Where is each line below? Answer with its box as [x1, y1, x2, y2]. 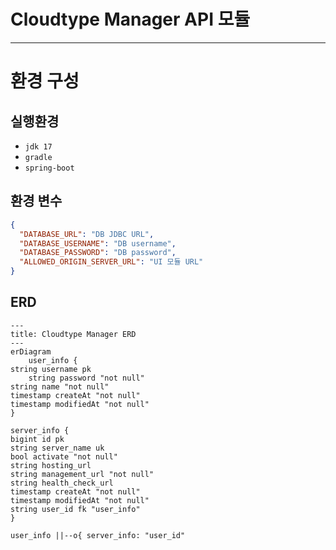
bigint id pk [10, 434, 65, 444]
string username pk [10, 364, 92, 374]
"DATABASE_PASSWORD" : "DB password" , [19, 248, 177, 258]
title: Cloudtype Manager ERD [10, 329, 137, 339]
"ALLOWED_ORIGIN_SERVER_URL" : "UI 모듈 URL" [19, 257, 204, 267]
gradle [24, 152, 53, 162]
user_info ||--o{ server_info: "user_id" [10, 530, 186, 540]
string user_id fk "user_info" [10, 504, 141, 514]
